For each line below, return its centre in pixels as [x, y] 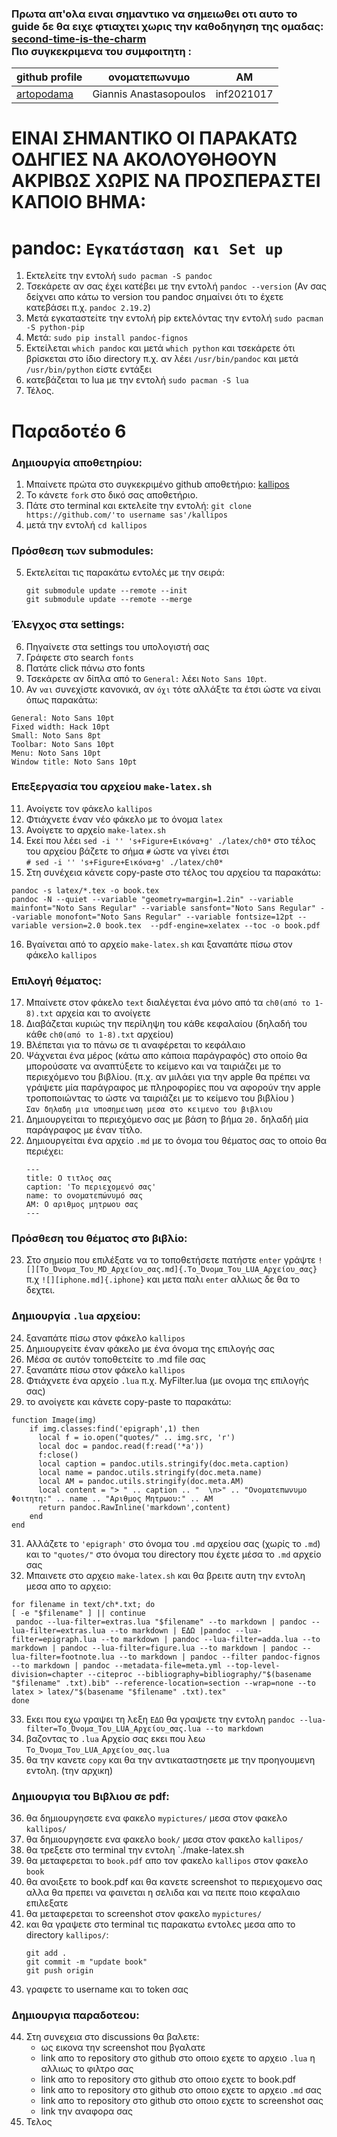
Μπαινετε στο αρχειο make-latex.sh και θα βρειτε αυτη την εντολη [165, 1575]
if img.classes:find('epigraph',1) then [114, 1428]
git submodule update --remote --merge [109, 600]
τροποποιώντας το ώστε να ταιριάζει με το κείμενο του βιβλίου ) [160, 1098]
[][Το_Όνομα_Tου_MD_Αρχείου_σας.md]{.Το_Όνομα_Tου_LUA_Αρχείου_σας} [171, 1270]
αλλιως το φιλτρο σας [87, 2069]
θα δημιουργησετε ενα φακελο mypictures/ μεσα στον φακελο [156, 1818]
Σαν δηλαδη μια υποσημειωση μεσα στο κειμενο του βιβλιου [149, 1110]
